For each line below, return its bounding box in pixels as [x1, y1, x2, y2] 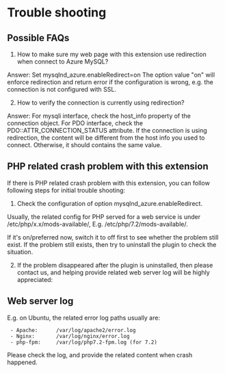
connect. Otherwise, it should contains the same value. [7, 141, 162, 149]
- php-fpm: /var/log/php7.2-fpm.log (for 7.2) [10, 339, 157, 346]
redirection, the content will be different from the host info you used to [7, 133, 205, 142]
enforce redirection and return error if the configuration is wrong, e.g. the [7, 78, 213, 86]
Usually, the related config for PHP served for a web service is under [7, 212, 200, 220]
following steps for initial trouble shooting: [7, 186, 125, 194]
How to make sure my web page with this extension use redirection [16, 50, 207, 58]
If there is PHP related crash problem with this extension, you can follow [7, 179, 210, 187]
